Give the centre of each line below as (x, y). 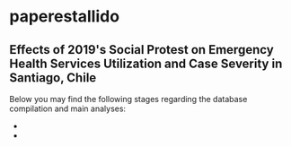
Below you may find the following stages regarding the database (128, 99)
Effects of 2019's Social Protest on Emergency (141, 50)
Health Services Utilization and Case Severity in (146, 63)
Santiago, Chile (53, 78)
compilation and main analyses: (68, 108)
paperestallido (64, 17)
